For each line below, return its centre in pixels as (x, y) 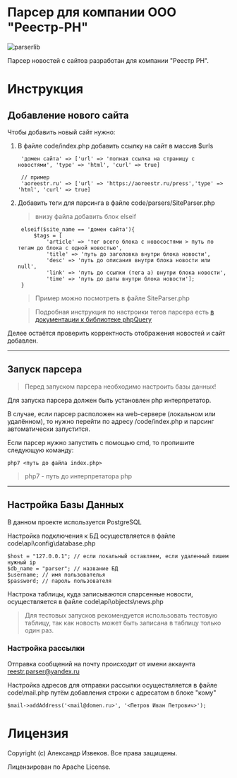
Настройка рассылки (46, 649)
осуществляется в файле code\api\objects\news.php (85, 601)
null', (27, 266)
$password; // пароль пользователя (60, 581)
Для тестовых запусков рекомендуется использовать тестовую (121, 615)
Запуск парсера (45, 369)
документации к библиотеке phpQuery (93, 319)
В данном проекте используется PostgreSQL (75, 522)
